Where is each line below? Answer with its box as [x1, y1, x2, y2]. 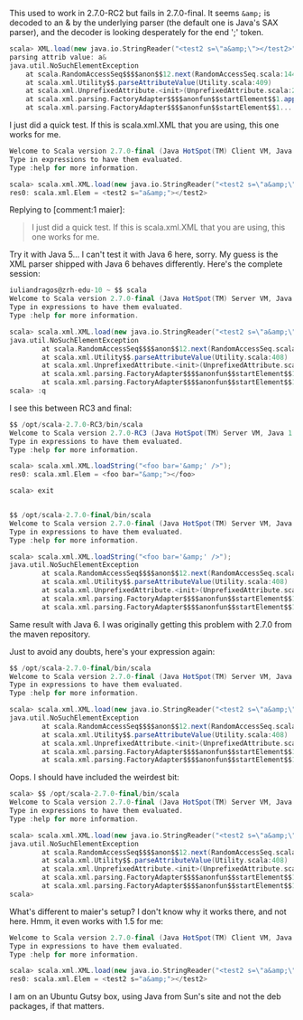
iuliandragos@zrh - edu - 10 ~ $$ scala [9, 286, 147, 295]
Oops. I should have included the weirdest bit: [9, 772, 180, 783]
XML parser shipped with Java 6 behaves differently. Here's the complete [9, 259, 283, 269]
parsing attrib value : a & [9, 52, 106, 61]
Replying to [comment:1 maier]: [9, 204, 125, 215]
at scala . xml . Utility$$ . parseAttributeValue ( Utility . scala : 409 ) [25, 78, 272, 87]
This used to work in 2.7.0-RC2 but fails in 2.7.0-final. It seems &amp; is [9, 8, 271, 18]
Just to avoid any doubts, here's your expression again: [9, 646, 216, 656]
